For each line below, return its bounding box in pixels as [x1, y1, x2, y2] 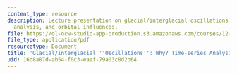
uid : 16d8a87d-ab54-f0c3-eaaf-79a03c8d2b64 [7, 56, 138, 63]
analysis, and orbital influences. [13, 23, 119, 30]
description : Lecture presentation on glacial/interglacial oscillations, [7, 17, 232, 24]
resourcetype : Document [7, 43, 78, 50]
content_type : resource [7, 10, 78, 18]
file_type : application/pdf [7, 37, 90, 44]
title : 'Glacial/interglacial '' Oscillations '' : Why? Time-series [7, 50, 207, 57]
